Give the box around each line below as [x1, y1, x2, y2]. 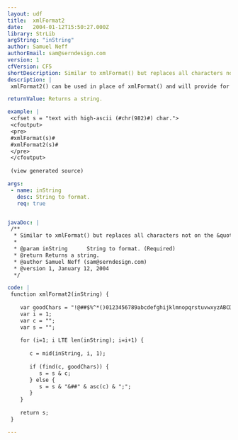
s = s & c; [38, 369, 72, 377]
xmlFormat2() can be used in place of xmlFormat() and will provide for [10, 83, 230, 90]
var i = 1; [20, 311, 52, 318]
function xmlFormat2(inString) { [10, 291, 110, 298]
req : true [16, 199, 46, 207]
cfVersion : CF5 [7, 63, 52, 70]
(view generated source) [10, 168, 84, 175]
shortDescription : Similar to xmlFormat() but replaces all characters [7, 69, 223, 76]
